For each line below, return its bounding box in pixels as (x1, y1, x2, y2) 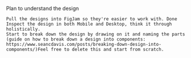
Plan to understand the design (6, 5, 79, 12)
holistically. (6, 26, 41, 32)
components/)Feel (6, 46, 49, 52)
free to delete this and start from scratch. (51, 46, 165, 52)
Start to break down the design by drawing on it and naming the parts (6, 31, 185, 37)
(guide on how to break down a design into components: (6, 37, 146, 42)
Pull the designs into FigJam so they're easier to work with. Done (6, 16, 177, 22)
